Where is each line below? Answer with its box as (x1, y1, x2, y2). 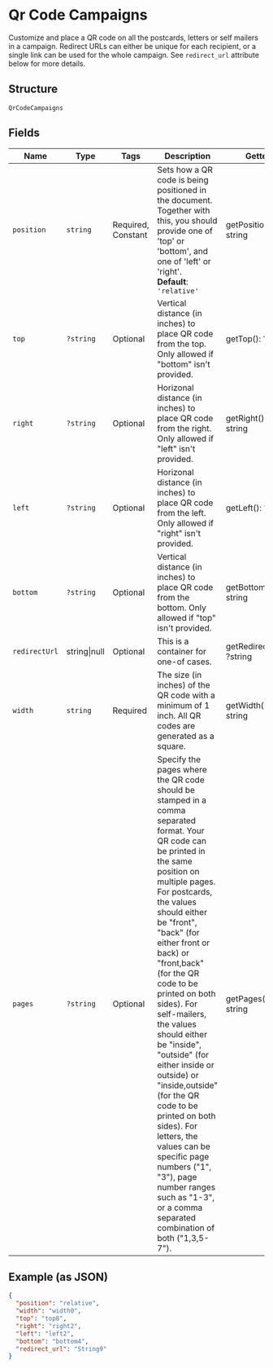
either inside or (157, 1059, 214, 1071)
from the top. (157, 338, 207, 350)
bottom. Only (157, 601, 207, 613)
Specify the (157, 754, 201, 765)
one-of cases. (157, 656, 213, 667)
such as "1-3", (157, 1191, 215, 1203)
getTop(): (226, 332, 262, 344)
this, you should (157, 214, 218, 226)
